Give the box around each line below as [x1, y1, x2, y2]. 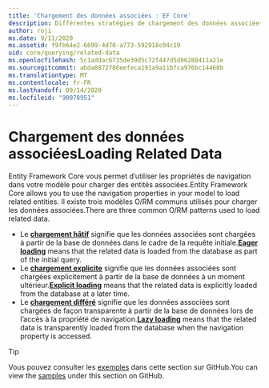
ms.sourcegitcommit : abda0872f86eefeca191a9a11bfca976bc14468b [8, 64, 224, 72]
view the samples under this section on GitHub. [8, 371, 164, 381]
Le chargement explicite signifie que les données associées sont [19, 263, 237, 273]
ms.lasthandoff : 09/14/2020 [8, 86, 102, 94]
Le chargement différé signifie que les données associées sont [19, 298, 230, 307]
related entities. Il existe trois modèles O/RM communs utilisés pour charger [8, 197, 258, 206]
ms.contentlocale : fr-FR [8, 78, 91, 86]
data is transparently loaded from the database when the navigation [19, 323, 244, 333]
